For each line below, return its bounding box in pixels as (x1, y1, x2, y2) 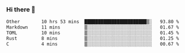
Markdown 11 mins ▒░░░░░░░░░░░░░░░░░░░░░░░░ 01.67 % (6, 24, 180, 30)
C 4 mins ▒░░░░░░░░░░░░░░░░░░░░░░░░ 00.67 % (6, 41, 180, 47)
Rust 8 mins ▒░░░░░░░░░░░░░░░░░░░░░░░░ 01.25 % (6, 35, 180, 41)
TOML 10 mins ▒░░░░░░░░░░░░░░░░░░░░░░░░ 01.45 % (6, 30, 180, 36)
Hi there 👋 (6, 5, 36, 14)
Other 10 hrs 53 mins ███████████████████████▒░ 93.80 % (6, 19, 180, 25)
